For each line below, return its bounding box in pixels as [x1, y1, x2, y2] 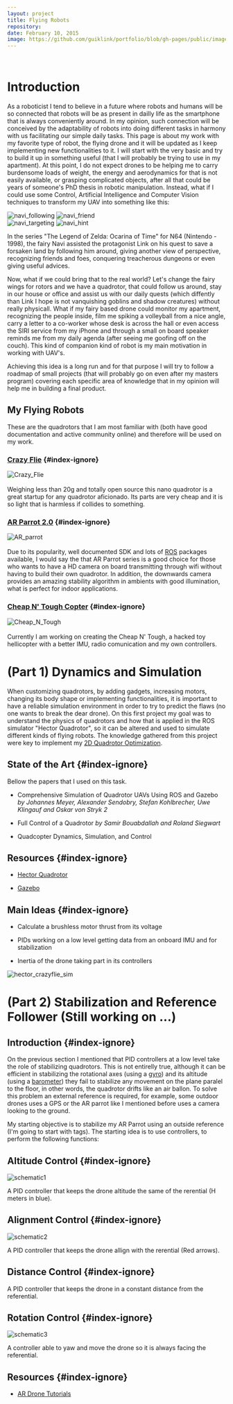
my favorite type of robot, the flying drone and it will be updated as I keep [7, 139, 218, 148]
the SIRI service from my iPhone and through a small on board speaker [7, 327, 209, 335]
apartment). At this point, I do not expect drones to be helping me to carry [7, 161, 218, 170]
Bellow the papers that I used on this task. [7, 777, 127, 786]
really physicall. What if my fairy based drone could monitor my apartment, [7, 304, 221, 313]
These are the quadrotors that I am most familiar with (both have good [7, 422, 208, 431]
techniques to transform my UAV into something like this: [7, 198, 170, 207]
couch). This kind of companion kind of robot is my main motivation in [7, 341, 207, 350]
